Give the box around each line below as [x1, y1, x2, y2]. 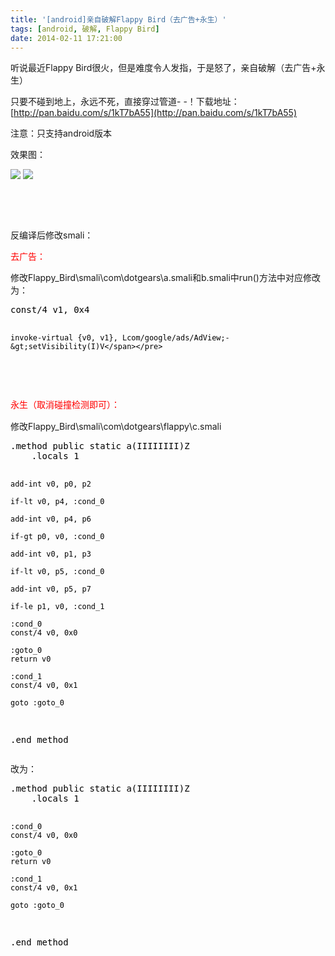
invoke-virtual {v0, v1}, [10, 333, 118, 343]
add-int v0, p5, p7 [10, 584, 92, 595]
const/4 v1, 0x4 [10, 304, 90, 316]
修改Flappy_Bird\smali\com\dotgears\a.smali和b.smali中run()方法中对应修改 [10, 272, 321, 284]
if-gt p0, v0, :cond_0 [10, 532, 105, 542]
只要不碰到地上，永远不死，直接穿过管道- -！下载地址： [10, 96, 240, 108]
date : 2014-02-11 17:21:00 [10, 33, 123, 43]
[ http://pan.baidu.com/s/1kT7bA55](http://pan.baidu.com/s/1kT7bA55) [10, 107, 298, 119]
